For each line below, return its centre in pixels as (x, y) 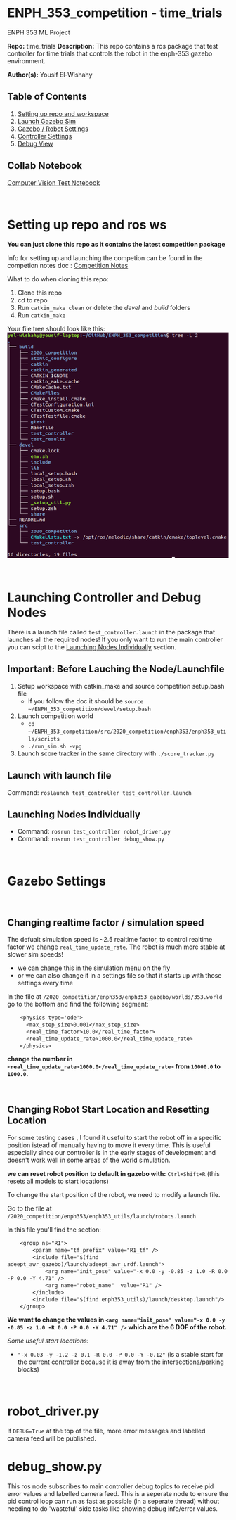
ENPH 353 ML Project (39, 32)
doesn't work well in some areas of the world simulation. (89, 1160)
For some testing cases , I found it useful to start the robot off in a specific (114, 1137)
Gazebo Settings (57, 881)
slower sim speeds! (35, 954)
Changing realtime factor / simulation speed (106, 922)
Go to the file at (30, 1208)
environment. (26, 60)
